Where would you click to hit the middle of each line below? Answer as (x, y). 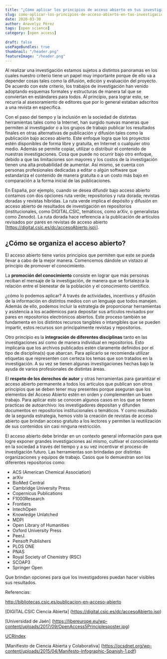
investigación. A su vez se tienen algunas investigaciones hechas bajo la (80, 364)
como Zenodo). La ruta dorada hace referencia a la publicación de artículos (83, 217)
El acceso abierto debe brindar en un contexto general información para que (83, 436)
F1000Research (28, 499)
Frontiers (22, 504)
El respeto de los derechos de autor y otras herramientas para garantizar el (83, 379)
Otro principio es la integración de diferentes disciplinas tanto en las (76, 337)
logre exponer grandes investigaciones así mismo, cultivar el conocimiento (82, 441)
